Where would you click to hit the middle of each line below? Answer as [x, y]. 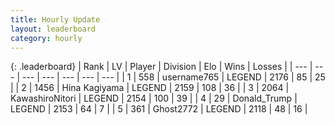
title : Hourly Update [55, 19]
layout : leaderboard [53, 29]
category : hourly [46, 38]
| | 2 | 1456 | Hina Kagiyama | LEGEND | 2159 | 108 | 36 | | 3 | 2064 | [150, 88]
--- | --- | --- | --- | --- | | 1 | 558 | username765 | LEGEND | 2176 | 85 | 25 [173, 77]
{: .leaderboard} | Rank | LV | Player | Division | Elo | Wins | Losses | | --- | [161, 67]
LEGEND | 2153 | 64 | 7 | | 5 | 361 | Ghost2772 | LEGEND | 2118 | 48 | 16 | [159, 109]
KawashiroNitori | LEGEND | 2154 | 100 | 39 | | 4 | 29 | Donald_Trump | [154, 98]
